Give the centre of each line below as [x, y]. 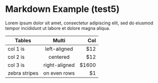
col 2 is [16, 57]
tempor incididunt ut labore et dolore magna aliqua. [58, 28]
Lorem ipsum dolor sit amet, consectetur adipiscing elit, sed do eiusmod [79, 23]
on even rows [59, 73]
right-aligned [59, 65]
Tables [23, 40]
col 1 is [16, 49]
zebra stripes [23, 73]
